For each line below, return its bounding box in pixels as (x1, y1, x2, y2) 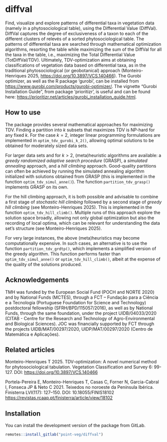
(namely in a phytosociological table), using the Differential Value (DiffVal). (5, 25, 158, 31)
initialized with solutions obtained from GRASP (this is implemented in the (5, 173, 156, 179)
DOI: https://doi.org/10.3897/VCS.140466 (14, 369, 98, 375)
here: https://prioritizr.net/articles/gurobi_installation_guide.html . (5, 93, 137, 100)
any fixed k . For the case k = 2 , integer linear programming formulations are (5, 132, 161, 138)
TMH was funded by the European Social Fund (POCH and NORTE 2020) (5, 289, 155, 295)
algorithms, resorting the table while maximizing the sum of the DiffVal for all (5, 46, 162, 52)
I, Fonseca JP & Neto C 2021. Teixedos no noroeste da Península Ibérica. (5, 384, 154, 390)
